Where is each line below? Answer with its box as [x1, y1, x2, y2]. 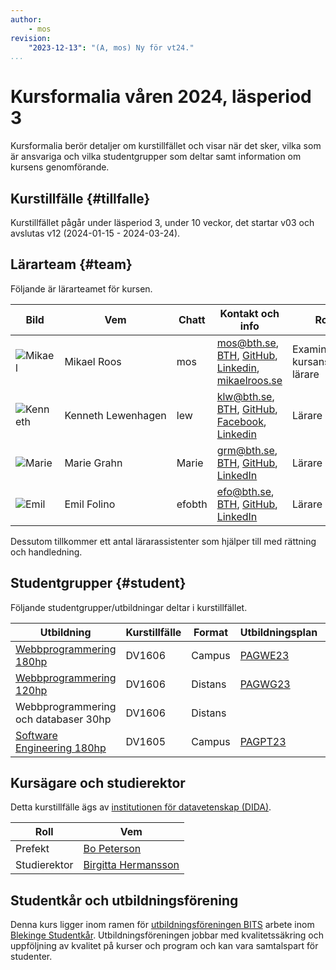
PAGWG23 [239, 677, 291, 691]
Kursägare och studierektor [10, 775, 186, 792]
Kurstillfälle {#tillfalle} [10, 190, 151, 207]
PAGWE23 [239, 648, 290, 662]
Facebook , [216, 414, 267, 428]
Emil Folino [64, 497, 116, 511]
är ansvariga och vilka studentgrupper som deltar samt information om [10, 151, 302, 163]
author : [10, 14, 43, 25]
